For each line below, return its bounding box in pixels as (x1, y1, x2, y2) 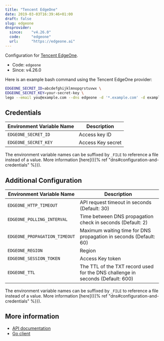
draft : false (5, 16, 32, 21)
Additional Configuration (5, 176, 82, 185)
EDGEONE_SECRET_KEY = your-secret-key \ (5, 90, 84, 95)
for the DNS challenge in (80, 269, 136, 276)
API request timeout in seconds (80, 199, 152, 206)
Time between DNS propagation (80, 213, 154, 220)
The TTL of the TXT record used (80, 263, 154, 270)
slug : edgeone (5, 21, 34, 26)
